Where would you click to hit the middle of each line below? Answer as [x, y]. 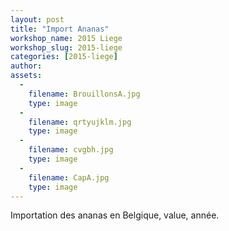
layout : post [37, 19]
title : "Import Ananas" [60, 29]
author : [26, 66]
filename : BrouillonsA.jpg [84, 94]
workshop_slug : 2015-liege [66, 47]
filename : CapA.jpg [69, 177]
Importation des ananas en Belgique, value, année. [115, 215]
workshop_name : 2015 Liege [66, 38]
